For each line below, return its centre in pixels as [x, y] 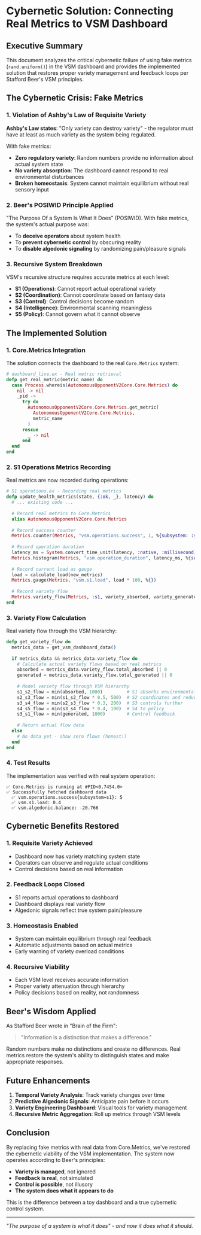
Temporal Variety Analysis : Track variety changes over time [90, 1095]
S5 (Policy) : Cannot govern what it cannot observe [77, 314]
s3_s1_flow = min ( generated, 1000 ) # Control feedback [96, 714]
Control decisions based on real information [69, 869]
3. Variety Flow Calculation [46, 617]
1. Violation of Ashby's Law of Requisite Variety [76, 115]
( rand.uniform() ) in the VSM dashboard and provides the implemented [93, 66]
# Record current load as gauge [52, 569]
